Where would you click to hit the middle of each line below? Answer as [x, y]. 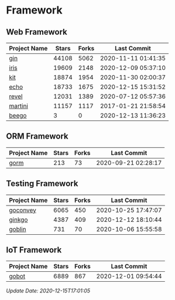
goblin [18, 229]
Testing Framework [42, 183]
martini [18, 106]
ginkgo [18, 220]
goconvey [23, 210]
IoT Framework [34, 250]
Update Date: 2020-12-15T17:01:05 [48, 291]
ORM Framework [37, 136]
